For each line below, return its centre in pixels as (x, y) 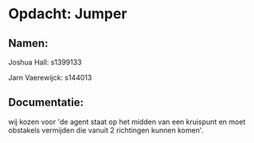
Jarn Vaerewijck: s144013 (50, 77)
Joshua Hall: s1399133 (45, 62)
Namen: (28, 43)
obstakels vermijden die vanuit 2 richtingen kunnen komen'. (106, 130)
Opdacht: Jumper (68, 14)
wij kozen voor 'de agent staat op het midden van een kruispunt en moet (127, 122)
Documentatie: (46, 103)
